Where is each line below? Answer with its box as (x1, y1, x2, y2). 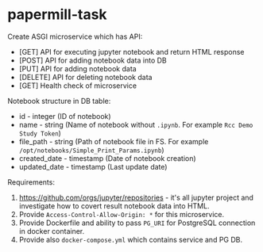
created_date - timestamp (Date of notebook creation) (18, 153, 196, 163)
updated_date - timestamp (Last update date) (18, 162, 168, 171)
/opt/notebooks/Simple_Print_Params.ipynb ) (18, 145, 164, 155)
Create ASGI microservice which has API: (7, 32, 143, 41)
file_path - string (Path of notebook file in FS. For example (18, 136, 209, 146)
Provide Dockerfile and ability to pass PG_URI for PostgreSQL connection (18, 218, 256, 227)
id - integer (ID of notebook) (18, 111, 112, 120)
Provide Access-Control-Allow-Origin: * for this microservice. (18, 209, 225, 219)
